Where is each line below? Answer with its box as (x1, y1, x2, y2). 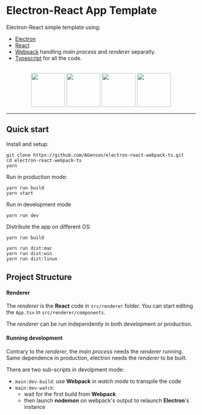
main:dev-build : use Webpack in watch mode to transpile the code (14, 378, 182, 385)
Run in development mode (6, 200, 72, 208)
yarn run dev (6, 212, 39, 218)
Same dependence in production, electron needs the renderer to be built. (6, 354, 188, 361)
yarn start (6, 190, 34, 196)
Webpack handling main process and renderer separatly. (14, 48, 156, 55)
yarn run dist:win (6, 250, 52, 256)
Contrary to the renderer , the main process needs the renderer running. (6, 347, 183, 355)
